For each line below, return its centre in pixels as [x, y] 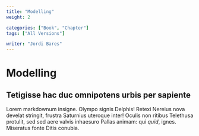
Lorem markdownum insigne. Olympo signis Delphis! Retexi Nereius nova [96, 109]
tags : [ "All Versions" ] [36, 33]
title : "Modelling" [30, 12]
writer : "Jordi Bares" [34, 44]
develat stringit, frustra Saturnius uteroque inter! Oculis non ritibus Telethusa [100, 115]
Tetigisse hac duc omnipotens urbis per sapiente [99, 95]
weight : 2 [18, 17]
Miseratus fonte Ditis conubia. [43, 128]
